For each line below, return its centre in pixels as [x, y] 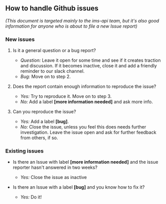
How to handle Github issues [52, 8]
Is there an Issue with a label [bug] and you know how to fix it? [79, 187]
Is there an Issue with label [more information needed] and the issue [85, 162]
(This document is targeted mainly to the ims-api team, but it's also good [82, 20]
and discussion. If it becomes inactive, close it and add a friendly [89, 66]
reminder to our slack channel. [52, 71]
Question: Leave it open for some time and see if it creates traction [90, 60]
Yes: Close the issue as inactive [53, 177]
